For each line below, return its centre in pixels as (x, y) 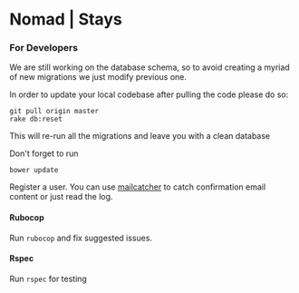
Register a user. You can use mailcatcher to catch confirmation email (138, 187)
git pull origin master (54, 112)
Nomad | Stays (66, 20)
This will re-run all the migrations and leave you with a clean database (140, 136)
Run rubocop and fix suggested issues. (81, 238)
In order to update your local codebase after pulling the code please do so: (149, 94)
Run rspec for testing (48, 278)
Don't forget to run (44, 153)
